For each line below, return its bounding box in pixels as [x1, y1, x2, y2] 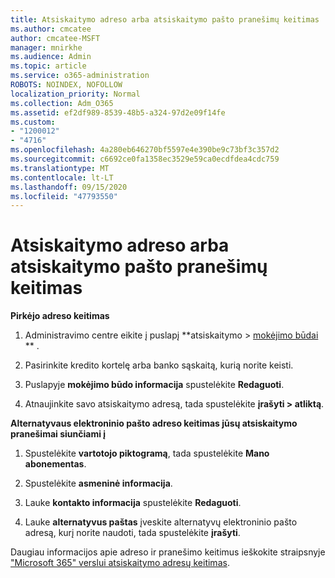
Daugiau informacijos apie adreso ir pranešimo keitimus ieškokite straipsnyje [10, 546, 326, 558]
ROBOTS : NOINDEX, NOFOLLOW [10, 80, 123, 90]
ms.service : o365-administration [10, 71, 150, 81]
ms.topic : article [10, 61, 87, 71]
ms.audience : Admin [10, 52, 92, 62]
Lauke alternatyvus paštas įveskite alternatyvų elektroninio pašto [24, 516, 298, 528]
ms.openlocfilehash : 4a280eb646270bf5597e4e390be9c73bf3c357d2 [10, 145, 280, 155]
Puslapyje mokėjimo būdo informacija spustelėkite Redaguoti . [24, 379, 285, 391]
